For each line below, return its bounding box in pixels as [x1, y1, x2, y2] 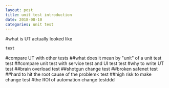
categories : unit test [5, 21, 54, 27]
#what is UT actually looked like [5, 36, 73, 42]
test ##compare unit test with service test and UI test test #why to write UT [5, 60, 164, 67]
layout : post [5, 7, 33, 13]
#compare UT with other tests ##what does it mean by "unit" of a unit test [5, 55, 162, 61]
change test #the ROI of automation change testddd [5, 77, 115, 83]
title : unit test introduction [5, 12, 72, 17]
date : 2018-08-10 [5, 17, 43, 22]
